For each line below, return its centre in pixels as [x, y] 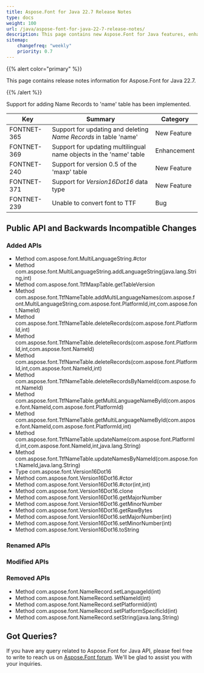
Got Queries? [32, 636]
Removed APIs [28, 578]
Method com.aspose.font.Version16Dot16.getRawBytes [84, 510]
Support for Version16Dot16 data [100, 182]
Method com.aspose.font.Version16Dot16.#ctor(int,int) [83, 485]
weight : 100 [21, 23]
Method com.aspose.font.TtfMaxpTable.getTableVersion [85, 285]
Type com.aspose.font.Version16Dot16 [63, 472]
